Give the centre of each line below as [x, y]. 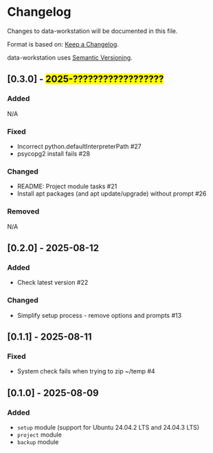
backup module [38, 442]
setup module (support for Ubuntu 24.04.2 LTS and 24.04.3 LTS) [108, 427]
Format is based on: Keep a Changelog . [63, 44]
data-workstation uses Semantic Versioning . [70, 57]
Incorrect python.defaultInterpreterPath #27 [79, 146]
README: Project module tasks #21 [67, 187]
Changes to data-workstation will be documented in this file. [92, 31]
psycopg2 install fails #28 [54, 153]
